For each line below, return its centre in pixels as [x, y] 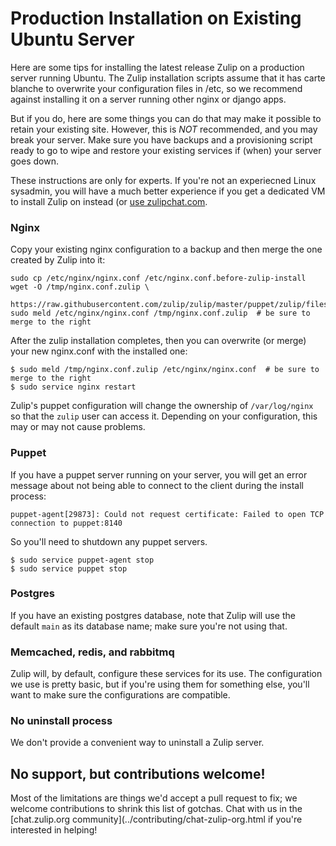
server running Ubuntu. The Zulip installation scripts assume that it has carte [168, 78]
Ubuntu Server [72, 39]
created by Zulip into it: [58, 260]
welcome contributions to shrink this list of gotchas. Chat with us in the [156, 809]
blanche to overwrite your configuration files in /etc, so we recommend [156, 88]
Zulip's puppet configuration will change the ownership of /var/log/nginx [162, 406]
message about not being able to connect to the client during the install [157, 485]
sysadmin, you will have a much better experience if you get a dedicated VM [168, 191]
